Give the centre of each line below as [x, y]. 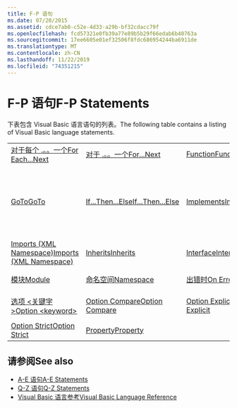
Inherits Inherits [111, 252]
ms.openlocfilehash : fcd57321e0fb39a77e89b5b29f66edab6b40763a [102, 33]
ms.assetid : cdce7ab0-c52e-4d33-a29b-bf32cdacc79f [83, 27]
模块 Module [31, 279]
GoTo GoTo [28, 202]
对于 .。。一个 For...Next [123, 154]
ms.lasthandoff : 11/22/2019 [49, 60]
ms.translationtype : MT [42, 47]
